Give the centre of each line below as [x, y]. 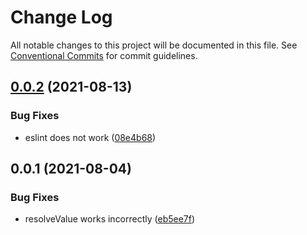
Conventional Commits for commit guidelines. [104, 55]
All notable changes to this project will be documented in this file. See [154, 45]
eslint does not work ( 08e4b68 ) [90, 137]
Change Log [61, 17]
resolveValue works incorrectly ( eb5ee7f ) [110, 219]
